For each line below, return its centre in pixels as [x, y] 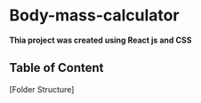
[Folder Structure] [42, 89]
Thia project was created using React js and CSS [100, 40]
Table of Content [56, 68]
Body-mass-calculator [94, 16]
